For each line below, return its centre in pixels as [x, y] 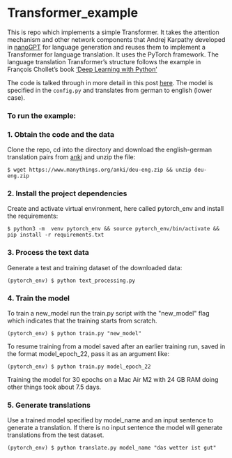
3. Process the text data [48, 253]
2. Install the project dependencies [67, 193]
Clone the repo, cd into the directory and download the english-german [110, 150]
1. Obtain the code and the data [61, 134]
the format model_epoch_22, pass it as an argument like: [88, 354]
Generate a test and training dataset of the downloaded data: [95, 267]
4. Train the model [39, 298]
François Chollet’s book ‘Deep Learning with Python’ [82, 69]
